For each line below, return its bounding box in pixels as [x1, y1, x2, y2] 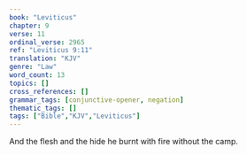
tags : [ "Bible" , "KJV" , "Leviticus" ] [9, 112, 141, 120]
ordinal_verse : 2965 [9, 37, 86, 47]
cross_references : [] [9, 87, 89, 96]
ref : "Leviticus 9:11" [9, 46, 93, 55]
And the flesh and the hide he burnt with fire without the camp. [9, 136, 239, 147]
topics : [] [9, 79, 50, 88]
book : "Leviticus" [9, 12, 77, 22]
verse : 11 [9, 29, 46, 38]
